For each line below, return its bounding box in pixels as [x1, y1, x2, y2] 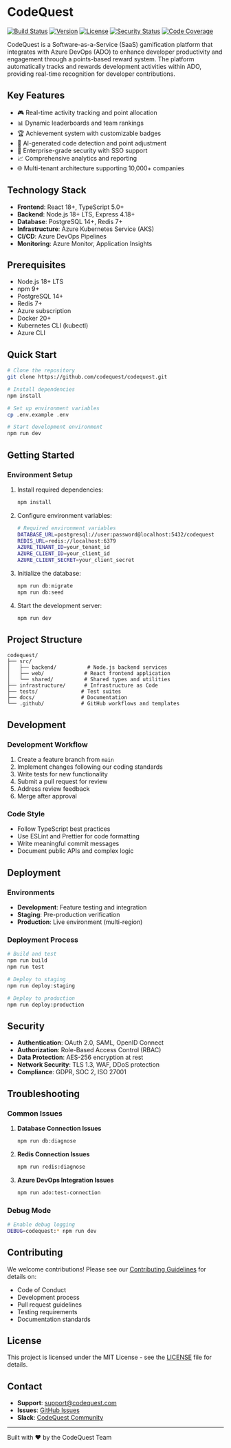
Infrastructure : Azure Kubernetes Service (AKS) [16, 225, 155, 233]
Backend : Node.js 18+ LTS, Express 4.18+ [16, 210, 135, 218]
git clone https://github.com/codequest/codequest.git [7, 374, 168, 381]
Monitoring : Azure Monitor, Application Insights [16, 239, 153, 248]
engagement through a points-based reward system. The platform [7, 54, 195, 63]
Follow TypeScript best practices [16, 825, 111, 833]
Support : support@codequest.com [16, 1399, 117, 1407]
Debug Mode [7, 1205, 52, 1215]
